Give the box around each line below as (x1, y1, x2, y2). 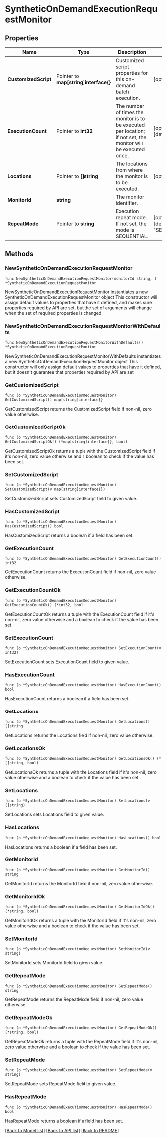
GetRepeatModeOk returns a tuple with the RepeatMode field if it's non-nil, (5, 1039, 159, 1045)
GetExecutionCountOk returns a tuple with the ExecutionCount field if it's (5, 611, 155, 617)
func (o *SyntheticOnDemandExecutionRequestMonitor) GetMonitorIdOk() (5, 904, 155, 910)
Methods (5, 250, 34, 258)
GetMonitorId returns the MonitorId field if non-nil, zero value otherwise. (5, 880, 153, 886)
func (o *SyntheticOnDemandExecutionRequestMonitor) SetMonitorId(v (5, 947, 150, 952)
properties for (115, 70, 148, 76)
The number (115, 103, 145, 109)
